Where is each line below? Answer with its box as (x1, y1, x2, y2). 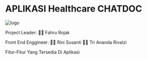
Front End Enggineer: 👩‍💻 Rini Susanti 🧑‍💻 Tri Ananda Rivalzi (5, 39, 127, 45)
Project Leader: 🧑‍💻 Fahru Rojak (5, 29, 70, 35)
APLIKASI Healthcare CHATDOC (5, 3, 142, 15)
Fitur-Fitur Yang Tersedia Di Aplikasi (5, 49, 80, 55)
